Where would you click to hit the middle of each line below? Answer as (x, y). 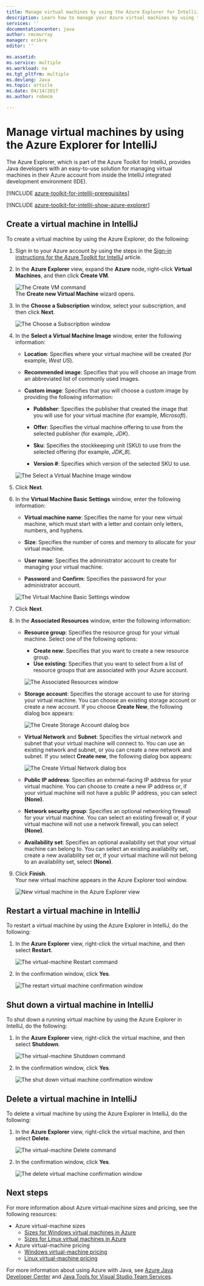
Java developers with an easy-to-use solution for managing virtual (89, 168)
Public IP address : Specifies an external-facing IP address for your (108, 780)
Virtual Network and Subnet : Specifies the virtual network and (103, 737)
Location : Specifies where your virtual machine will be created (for (108, 353)
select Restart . (34, 950)
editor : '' (20, 46)
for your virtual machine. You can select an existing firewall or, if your (110, 817)
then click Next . (35, 312)
